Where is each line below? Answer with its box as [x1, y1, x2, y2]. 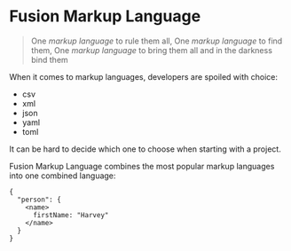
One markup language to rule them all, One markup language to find [30, 35, 283, 46]
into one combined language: [9, 170, 116, 181]
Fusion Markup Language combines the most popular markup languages [9, 161, 275, 171]
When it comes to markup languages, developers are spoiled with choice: [9, 71, 278, 82]
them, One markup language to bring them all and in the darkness [30, 44, 273, 55]
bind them [30, 54, 68, 65]
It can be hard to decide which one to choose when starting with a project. [9, 144, 281, 154]
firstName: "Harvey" [32, 210, 109, 219]
